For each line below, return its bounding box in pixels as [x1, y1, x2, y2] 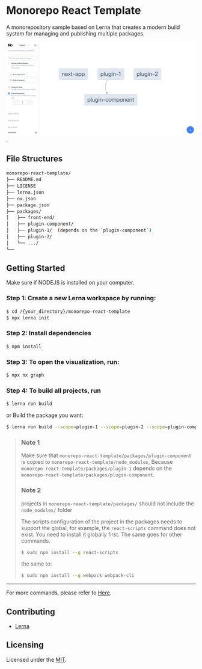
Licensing [6, 640, 44, 650]
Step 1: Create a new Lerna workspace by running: [6, 294, 156, 303]
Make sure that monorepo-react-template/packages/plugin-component [20, 452, 192, 459]
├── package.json [6, 202, 50, 208]
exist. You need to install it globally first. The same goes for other [20, 531, 182, 538]
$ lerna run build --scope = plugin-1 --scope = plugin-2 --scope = [6, 424, 168, 430]
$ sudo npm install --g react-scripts [20, 549, 118, 555]
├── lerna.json [6, 189, 44, 196]
